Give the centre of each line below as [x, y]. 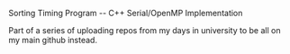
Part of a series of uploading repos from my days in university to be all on [145, 30]
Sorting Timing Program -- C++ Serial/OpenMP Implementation [126, 13]
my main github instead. [53, 40]
